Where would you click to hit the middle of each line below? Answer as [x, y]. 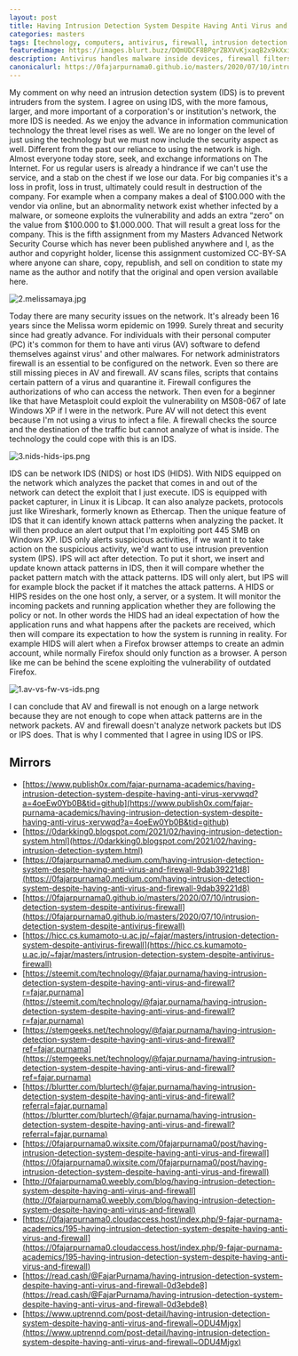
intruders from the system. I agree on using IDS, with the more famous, [139, 101]
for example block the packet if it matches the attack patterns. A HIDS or [142, 586]
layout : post [33, 17]
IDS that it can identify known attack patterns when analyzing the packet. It [146, 521]
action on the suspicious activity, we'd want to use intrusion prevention [139, 549]
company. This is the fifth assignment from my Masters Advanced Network [146, 234]
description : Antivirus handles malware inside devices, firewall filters [150, 59]
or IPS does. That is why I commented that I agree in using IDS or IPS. [136, 734]
